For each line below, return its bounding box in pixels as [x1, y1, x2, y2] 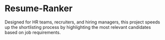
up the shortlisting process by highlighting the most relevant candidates [4, 24, 151, 30]
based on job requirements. [4, 29, 61, 35]
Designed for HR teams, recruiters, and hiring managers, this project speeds [4, 19, 161, 25]
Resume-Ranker [4, 3, 73, 14]
